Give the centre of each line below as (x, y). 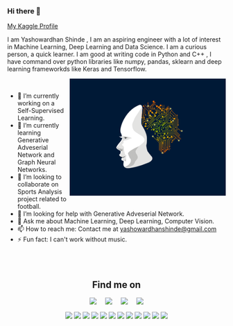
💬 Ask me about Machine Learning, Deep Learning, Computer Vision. (116, 221)
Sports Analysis (40, 192)
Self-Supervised (41, 111)
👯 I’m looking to (40, 177)
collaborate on (38, 185)
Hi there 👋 (24, 11)
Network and (36, 155)
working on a (36, 103)
